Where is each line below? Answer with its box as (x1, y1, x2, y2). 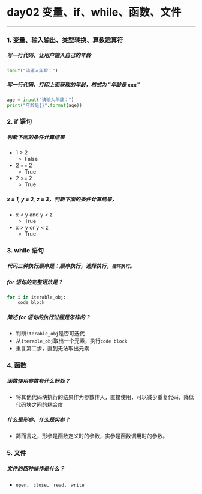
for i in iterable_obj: (7, 294, 67, 300)
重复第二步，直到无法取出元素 (15, 345, 89, 352)
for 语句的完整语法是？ (7, 279, 64, 286)
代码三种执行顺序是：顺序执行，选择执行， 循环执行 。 (7, 262, 135, 269)
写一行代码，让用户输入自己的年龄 (7, 52, 91, 59)
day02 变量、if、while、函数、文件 (7, 5, 182, 19)
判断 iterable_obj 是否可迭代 (15, 330, 85, 337)
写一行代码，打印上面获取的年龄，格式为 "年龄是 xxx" (7, 81, 140, 88)
